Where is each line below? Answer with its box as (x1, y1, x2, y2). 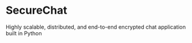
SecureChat (5, 4, 68, 17)
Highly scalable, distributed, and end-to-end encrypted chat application (5, 23, 187, 30)
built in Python (5, 29, 42, 36)
